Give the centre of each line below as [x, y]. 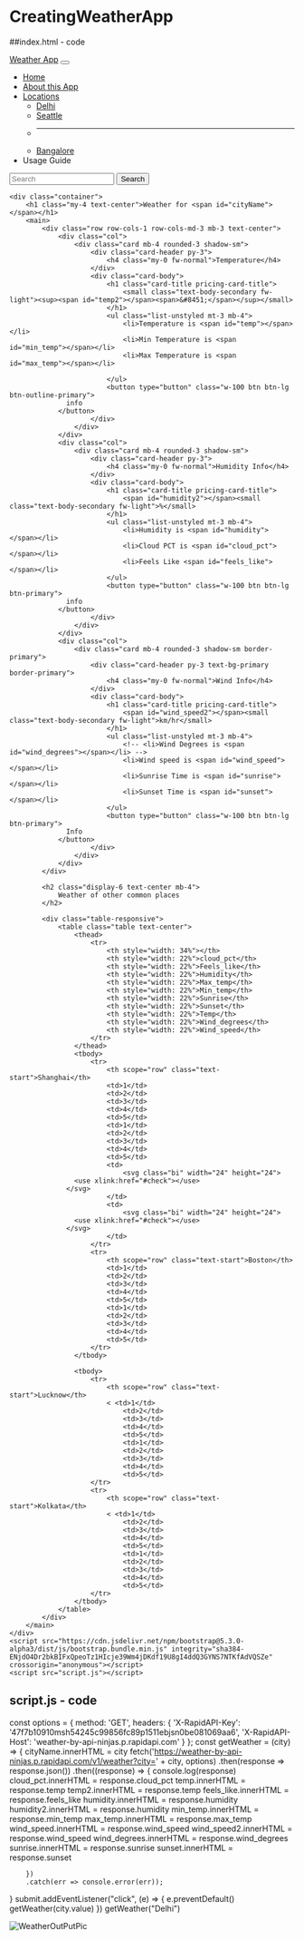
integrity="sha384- [208, 1649]
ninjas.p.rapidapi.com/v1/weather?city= [83, 1760]
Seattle [49, 115]
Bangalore [55, 151]
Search [133, 179]
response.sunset [41, 1857]
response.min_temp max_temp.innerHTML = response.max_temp [131, 1818]
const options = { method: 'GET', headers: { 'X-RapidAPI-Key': [125, 1722]
